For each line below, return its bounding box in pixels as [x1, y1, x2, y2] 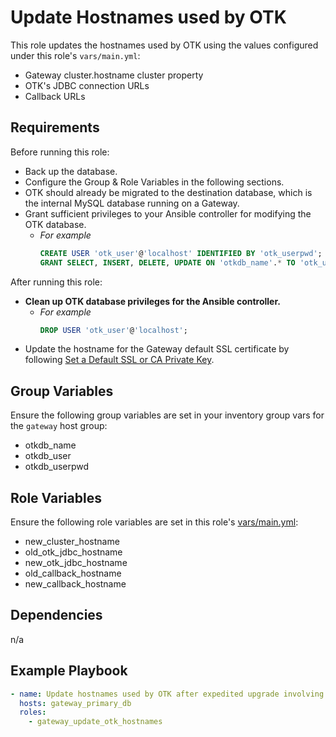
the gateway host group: [10, 420, 108, 432]
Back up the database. [24, 165, 118, 177]
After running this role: [10, 276, 103, 288]
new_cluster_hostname [24, 536, 120, 547]
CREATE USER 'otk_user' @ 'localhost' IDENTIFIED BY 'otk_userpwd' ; [39, 248, 323, 258]
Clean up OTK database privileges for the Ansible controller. [24, 295, 281, 307]
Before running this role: [10, 146, 110, 158]
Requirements [10, 119, 100, 136]
